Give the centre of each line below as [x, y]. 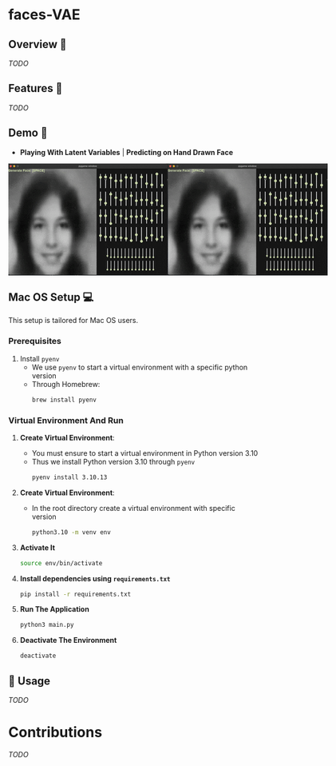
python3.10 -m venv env [71, 532]
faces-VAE [45, 15]
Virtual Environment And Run [66, 420]
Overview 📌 [38, 44]
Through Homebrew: [66, 384]
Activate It [38, 547]
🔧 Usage [29, 681]
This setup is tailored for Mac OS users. [73, 321]
